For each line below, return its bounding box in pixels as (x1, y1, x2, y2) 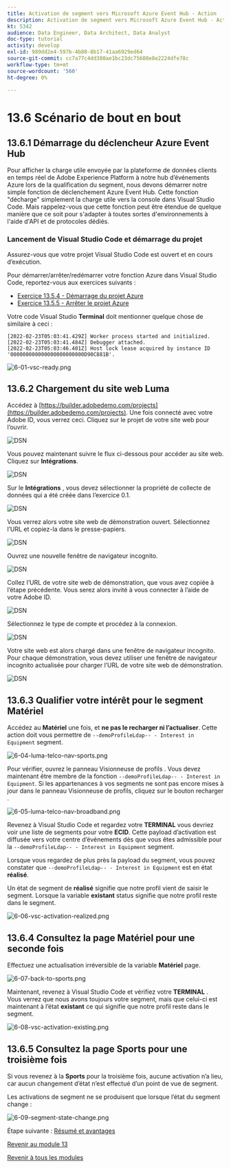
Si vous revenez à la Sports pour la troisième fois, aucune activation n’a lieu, (7, 1072, 223, 1080)
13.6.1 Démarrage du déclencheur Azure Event (7, 137, 210, 149)
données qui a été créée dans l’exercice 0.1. (7, 491, 131, 499)
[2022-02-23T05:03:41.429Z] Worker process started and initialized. (7, 333, 211, 340)
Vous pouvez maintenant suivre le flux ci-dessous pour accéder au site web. (7, 450, 224, 458)
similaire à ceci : (7, 320, 53, 328)
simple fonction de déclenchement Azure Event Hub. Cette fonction (7, 188, 199, 196)
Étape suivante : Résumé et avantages (7, 1127, 115, 1135)
